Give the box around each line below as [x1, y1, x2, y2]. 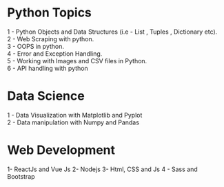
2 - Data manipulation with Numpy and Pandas [7, 118, 140, 126]
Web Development [7, 142, 116, 158]
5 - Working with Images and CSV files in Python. [7, 56, 147, 65]
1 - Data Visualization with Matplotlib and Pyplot [7, 111, 143, 119]
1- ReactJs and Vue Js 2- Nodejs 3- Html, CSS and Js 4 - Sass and [7, 165, 198, 173]
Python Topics [7, 5, 92, 21]
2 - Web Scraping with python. [7, 34, 94, 43]
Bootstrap [7, 172, 36, 180]
